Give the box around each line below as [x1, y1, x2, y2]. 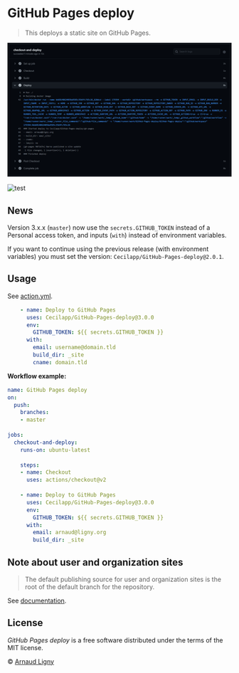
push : [14, 401, 31, 408]
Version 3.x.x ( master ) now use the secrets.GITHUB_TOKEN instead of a [7, 223, 211, 232]
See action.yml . [7, 292, 53, 300]
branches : [20, 409, 50, 416]
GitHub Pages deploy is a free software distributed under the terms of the [7, 635, 223, 645]
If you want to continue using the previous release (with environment [7, 244, 209, 253]
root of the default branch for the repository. [24, 582, 155, 591]
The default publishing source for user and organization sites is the [24, 575, 222, 583]
